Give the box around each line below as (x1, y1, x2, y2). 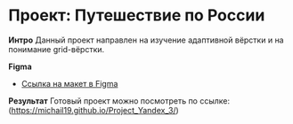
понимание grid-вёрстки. (8, 43, 105, 54)
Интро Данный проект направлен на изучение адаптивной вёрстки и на (8, 35, 284, 45)
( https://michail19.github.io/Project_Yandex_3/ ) (8, 105, 179, 115)
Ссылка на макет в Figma (20, 78, 118, 89)
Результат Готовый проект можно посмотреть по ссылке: (8, 95, 231, 106)
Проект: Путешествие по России (8, 5, 265, 26)
